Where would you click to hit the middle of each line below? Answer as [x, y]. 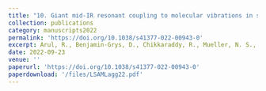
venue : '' [25, 60]
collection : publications [51, 23]
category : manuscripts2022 [53, 30]
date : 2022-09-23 [37, 52]
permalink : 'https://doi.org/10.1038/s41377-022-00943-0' [106, 38]
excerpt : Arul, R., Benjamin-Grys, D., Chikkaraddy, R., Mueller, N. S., [133, 45]
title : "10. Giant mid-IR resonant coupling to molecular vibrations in [131, 15]
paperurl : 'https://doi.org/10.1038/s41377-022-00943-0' [104, 67]
